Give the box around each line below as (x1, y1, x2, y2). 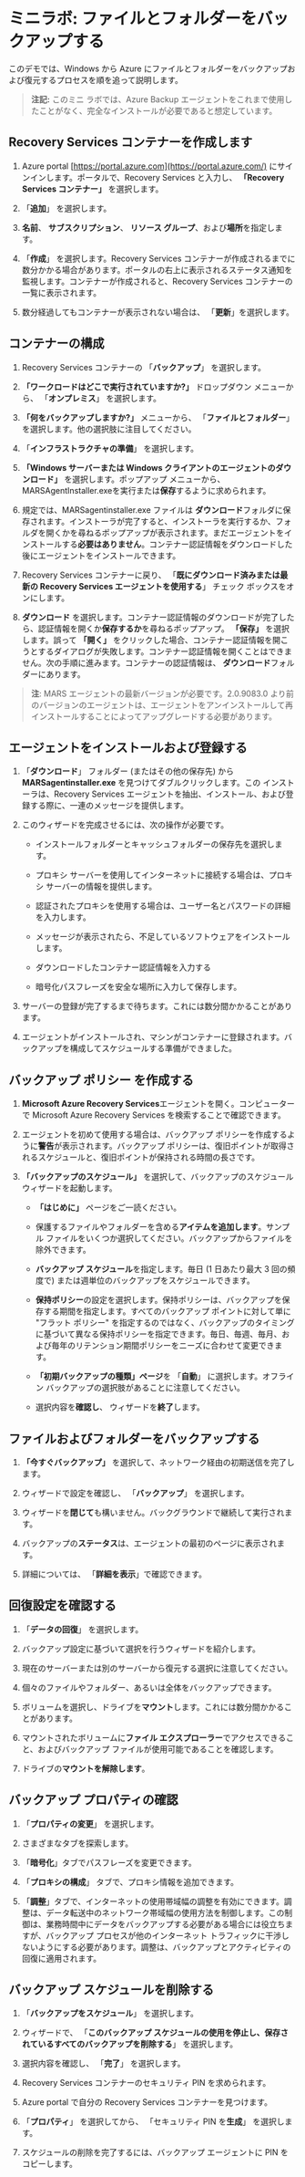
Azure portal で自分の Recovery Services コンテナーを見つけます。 (21, 2097, 272, 2108)
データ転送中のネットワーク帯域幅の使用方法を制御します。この (46, 1907, 285, 1918)
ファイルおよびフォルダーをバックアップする (8, 1431, 260, 1446)
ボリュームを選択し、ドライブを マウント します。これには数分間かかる (21, 1701, 284, 1712)
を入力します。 (35, 911, 92, 922)
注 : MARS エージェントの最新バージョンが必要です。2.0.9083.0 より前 (30, 688, 295, 699)
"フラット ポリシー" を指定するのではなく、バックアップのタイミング (35, 1318, 295, 1328)
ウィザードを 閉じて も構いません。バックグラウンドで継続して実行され (21, 1507, 285, 1517)
